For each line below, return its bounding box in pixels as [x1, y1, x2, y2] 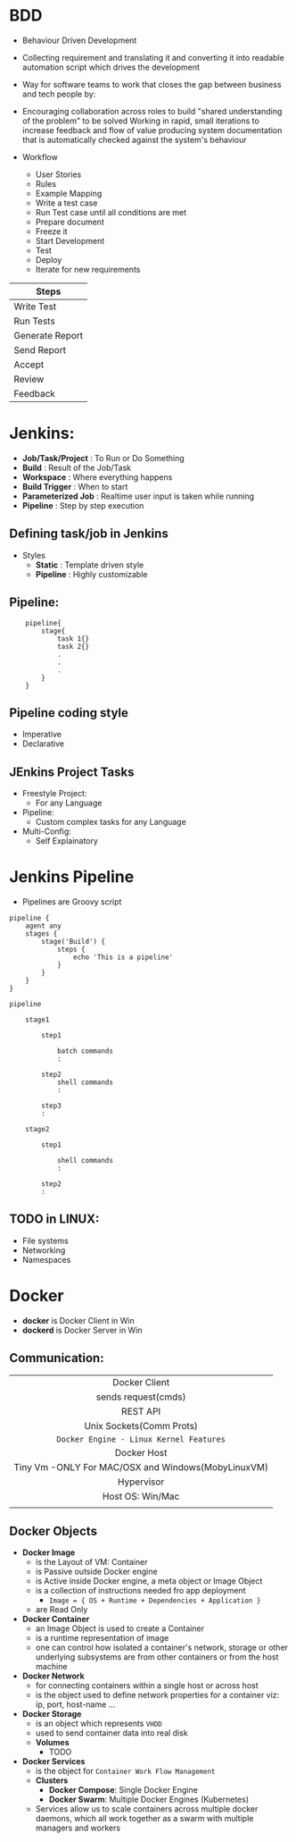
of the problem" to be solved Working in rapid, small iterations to [21, 115, 260, 126]
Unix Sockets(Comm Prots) [84, 1419, 199, 1432]
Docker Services [21, 1756, 86, 1767]
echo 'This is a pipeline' [72, 953, 174, 962]
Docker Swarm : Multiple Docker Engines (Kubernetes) [48, 1794, 250, 1805]
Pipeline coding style [9, 705, 129, 720]
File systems [21, 1235, 69, 1246]
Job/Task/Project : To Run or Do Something [21, 452, 185, 463]
